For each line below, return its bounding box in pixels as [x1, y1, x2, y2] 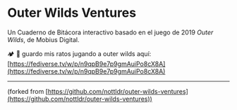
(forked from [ [7, 87, 48, 95]
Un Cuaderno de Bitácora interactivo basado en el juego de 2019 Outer [7, 28, 214, 36]
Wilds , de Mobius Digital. [7, 35, 80, 43]
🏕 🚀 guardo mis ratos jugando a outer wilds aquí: [7, 49, 152, 57]
